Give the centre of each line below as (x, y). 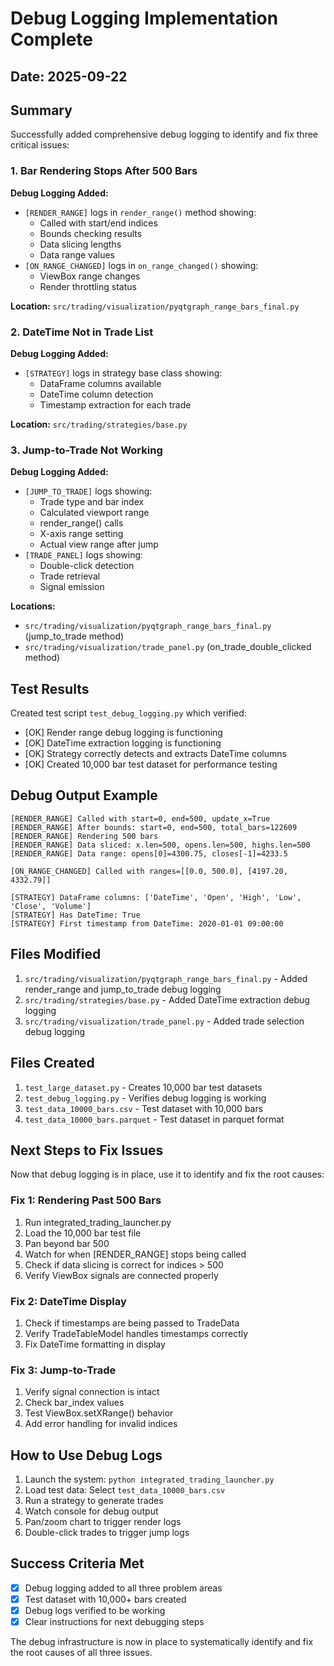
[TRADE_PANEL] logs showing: (84, 555)
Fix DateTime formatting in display (95, 1344)
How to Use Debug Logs (86, 1455)
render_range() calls (81, 523)
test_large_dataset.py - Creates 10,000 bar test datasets (143, 1087)
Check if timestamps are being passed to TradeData (132, 1323)
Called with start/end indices (98, 223)
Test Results (50, 688)
